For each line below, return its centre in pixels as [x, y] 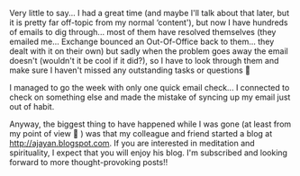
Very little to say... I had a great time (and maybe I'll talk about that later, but [150, 13]
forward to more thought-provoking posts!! [89, 162]
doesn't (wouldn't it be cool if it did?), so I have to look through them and [144, 61]
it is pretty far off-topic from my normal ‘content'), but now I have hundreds [149, 22]
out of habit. [32, 106]
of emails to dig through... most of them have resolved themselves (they [143, 32]
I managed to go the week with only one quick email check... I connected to [150, 88]
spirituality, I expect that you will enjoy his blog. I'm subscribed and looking [149, 153]
